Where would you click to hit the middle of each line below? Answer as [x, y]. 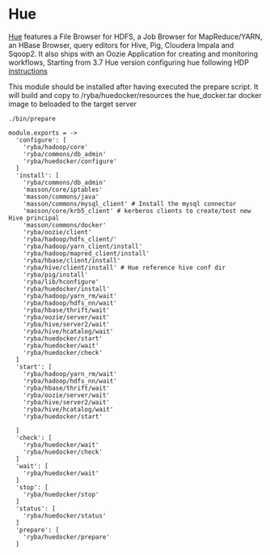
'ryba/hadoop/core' [56, 147]
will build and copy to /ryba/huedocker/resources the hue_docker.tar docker [135, 95]
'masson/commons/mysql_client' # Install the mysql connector [130, 203]
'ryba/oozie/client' [57, 232]
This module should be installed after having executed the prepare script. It [133, 87]
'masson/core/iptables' [63, 190]
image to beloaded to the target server [73, 104]
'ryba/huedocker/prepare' [67, 537]
